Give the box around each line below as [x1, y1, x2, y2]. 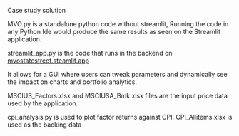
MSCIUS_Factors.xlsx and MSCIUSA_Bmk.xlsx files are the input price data [7, 92, 228, 100]
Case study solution [7, 6, 66, 14]
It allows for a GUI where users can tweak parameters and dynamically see [7, 70, 228, 78]
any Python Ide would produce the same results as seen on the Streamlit [7, 28, 221, 36]
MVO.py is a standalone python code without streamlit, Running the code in [7, 20, 229, 28]
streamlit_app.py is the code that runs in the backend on [7, 49, 173, 57]
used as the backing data [7, 120, 82, 129]
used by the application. [7, 99, 78, 108]
